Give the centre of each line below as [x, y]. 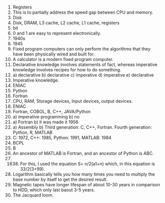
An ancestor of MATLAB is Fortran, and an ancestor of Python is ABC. [83, 153]
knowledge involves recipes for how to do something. [67, 70]
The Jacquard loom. [33, 195]
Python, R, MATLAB [33, 132]
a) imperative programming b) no [46, 117]
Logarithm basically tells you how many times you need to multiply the [84, 174]
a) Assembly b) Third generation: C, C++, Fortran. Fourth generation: [82, 127]
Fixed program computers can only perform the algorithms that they [82, 49]
